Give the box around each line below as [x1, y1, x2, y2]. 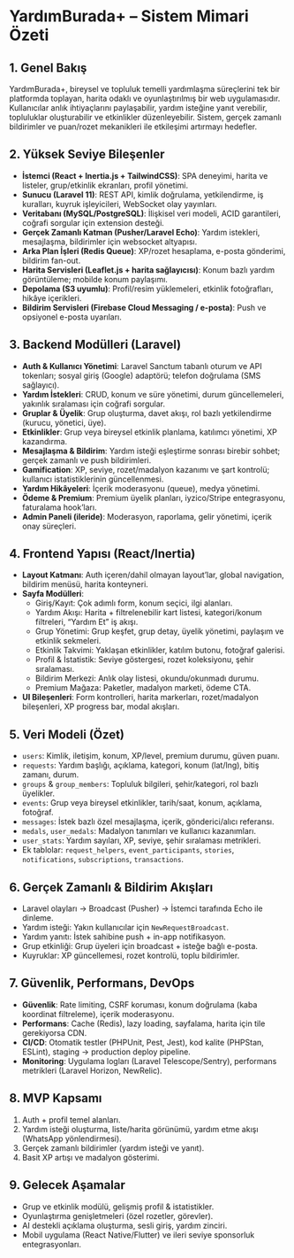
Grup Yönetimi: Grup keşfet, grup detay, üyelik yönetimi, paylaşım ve [34, 626, 284, 637]
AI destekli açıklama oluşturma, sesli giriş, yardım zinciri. [21, 1220, 228, 1231]
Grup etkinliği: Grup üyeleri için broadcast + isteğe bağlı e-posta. [21, 941, 259, 952]
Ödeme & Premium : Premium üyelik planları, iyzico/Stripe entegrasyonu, [21, 492, 286, 503]
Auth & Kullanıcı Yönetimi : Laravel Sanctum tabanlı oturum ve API [21, 360, 262, 371]
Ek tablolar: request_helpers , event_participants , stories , [21, 845, 235, 855]
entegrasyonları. [21, 1239, 82, 1249]
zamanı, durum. [21, 769, 79, 780]
